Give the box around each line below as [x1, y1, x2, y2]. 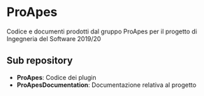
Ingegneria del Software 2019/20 [6, 34, 101, 42]
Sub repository [6, 55, 73, 67]
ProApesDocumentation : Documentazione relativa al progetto [16, 81, 197, 89]
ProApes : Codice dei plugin [16, 73, 97, 81]
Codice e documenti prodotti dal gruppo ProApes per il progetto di [6, 27, 197, 35]
